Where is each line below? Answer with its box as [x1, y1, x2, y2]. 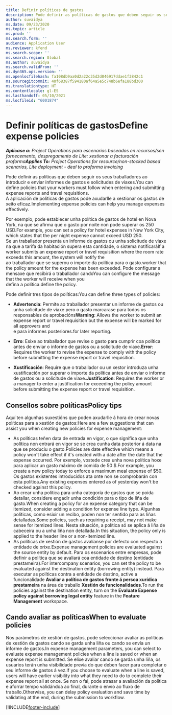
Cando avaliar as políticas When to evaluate [6, 613, 146, 621]
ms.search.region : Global [6, 55, 61, 60]
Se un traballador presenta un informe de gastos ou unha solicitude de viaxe [6, 238, 166, 244]
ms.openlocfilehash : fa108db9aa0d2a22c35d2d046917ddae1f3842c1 [6, 74, 143, 79]
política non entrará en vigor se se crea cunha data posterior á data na [13, 441, 162, 447]
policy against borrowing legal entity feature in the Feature [13, 593, 140, 598]
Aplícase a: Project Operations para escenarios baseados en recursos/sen [6, 148, 165, 154]
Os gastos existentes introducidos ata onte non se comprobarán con [13, 473, 158, 479]
